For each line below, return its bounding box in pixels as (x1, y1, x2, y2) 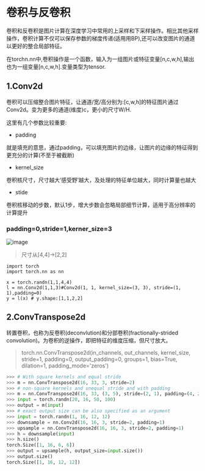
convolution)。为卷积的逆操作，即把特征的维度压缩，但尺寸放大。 (6, 336, 171, 344)
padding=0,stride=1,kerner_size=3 (6, 224, 112, 233)
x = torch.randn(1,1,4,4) (6, 279, 72, 285)
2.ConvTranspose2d (6, 312, 86, 322)
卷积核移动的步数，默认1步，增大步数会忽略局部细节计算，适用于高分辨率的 (6, 201, 196, 208)
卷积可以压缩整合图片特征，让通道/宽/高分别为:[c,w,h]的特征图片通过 (6, 98, 179, 105)
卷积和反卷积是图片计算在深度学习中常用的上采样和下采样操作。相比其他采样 (6, 27, 199, 34)
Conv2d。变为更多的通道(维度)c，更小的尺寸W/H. (6, 105, 132, 113)
